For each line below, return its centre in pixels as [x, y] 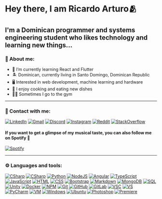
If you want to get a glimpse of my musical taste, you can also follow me [78, 132]
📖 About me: [20, 59]
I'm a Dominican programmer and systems [70, 30]
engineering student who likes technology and [76, 37]
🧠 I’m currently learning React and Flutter [53, 69]
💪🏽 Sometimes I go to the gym [42, 94]
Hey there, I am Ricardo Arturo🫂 [71, 9]
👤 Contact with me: [28, 111]
